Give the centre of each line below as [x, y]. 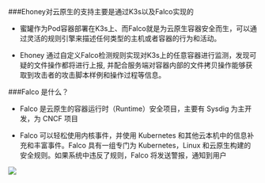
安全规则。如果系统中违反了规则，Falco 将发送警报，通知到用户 [123, 155]
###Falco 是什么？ [39, 92]
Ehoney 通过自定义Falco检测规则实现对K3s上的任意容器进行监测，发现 [134, 55]
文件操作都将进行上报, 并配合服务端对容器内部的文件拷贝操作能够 [140, 65]
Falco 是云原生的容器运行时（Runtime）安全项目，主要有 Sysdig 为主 [132, 109]
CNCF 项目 [60, 118]
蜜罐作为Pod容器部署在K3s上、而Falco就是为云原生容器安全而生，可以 [135, 29]
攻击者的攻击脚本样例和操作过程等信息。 [100, 75]
